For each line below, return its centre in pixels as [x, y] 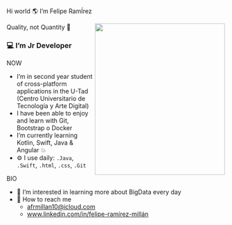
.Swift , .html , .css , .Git [51, 165]
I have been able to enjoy [52, 114]
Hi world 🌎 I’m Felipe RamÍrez [49, 11]
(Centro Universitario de [51, 99]
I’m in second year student [54, 77]
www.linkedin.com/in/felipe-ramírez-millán [88, 214]
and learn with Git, [43, 120]
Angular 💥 [31, 150]
